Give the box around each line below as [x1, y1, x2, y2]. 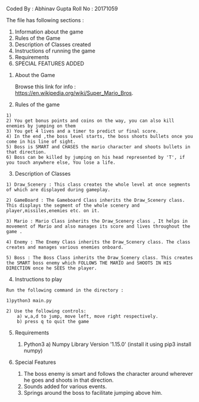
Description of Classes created [14, 41, 91, 48]
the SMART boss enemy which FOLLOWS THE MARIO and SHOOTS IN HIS [6, 260, 172, 266]
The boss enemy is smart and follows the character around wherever [23, 370, 194, 377]
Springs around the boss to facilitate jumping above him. [23, 389, 163, 396]
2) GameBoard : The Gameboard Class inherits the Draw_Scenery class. [6, 197, 185, 203]
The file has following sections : [6, 17, 85, 23]
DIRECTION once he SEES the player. [6, 265, 97, 271]
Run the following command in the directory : [6, 287, 124, 293]
